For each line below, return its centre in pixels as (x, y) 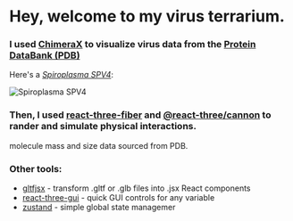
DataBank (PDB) (45, 55)
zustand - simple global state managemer (99, 208)
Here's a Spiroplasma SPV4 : (62, 75)
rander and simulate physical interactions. (103, 127)
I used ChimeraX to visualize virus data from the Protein (133, 45)
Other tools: (36, 168)
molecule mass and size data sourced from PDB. (99, 145)
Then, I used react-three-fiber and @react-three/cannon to (140, 115)
